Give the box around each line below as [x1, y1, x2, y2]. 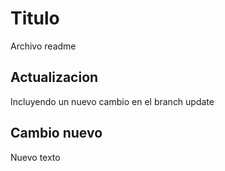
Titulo [10, 7, 60, 30]
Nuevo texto [10, 151, 61, 163]
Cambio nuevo [10, 125, 103, 142]
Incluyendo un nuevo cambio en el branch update [10, 95, 215, 107]
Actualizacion [10, 69, 99, 86]
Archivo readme [10, 40, 77, 52]
